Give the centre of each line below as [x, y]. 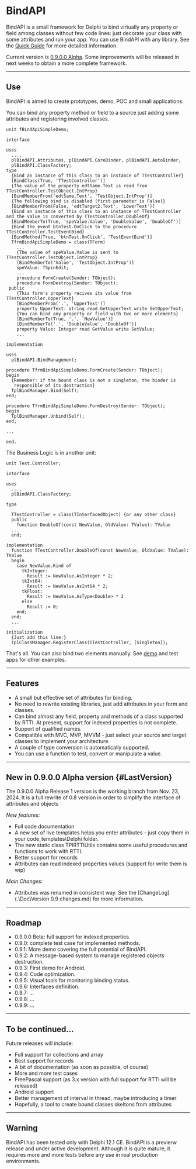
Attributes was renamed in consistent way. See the [76, 893]
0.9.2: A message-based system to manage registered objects [89, 955]
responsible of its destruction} [54, 385]
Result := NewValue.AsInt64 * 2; [68, 586]
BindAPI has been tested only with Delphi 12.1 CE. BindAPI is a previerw [92, 1142]
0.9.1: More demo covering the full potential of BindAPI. [80, 950]
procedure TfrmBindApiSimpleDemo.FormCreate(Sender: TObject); [85, 370]
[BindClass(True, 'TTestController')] [59, 180]
